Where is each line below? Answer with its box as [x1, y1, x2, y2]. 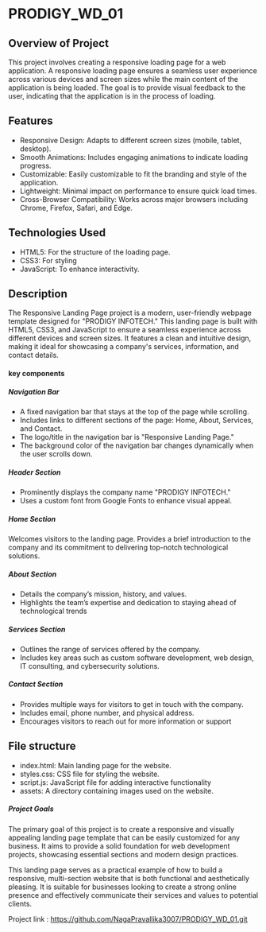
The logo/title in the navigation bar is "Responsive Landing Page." [19, 433, 234, 441]
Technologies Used [8, 226, 106, 239]
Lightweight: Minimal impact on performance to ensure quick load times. [19, 186, 257, 196]
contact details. [8, 351, 60, 360]
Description [8, 287, 67, 301]
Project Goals [8, 804, 54, 814]
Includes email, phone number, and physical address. [19, 708, 195, 717]
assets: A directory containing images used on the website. [19, 786, 214, 795]
